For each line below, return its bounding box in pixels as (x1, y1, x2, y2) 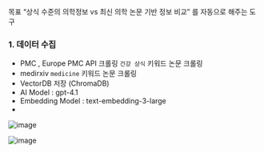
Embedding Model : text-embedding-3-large (19, 96, 166, 106)
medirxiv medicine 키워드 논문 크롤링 (19, 69, 138, 79)
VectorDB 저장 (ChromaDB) (19, 79, 110, 88)
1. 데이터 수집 (8, 38, 57, 50)
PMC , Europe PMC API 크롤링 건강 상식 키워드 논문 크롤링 (19, 58, 203, 68)
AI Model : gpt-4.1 (19, 87, 78, 98)
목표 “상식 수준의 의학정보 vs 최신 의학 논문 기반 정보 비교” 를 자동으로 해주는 (8, 7, 248, 16)
